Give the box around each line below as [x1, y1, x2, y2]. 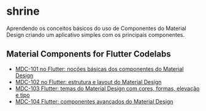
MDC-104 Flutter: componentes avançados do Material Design [15, 98, 174, 105]
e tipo [15, 91, 30, 99]
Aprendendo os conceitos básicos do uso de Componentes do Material [6, 25, 186, 32]
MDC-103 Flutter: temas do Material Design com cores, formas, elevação [15, 85, 200, 92]
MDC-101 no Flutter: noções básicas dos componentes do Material [15, 65, 184, 72]
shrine [6, 4, 40, 18]
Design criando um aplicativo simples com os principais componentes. [6, 31, 185, 38]
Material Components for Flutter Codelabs [6, 49, 171, 59]
